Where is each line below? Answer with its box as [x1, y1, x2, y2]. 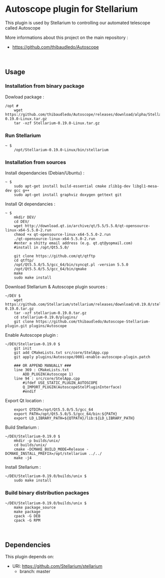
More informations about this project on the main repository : [5, 34, 129, 40]
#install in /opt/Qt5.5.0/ [14, 245, 69, 250]
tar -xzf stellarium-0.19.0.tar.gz [14, 311, 87, 316]
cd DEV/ [14, 219, 29, 225]
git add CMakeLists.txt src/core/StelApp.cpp [14, 351, 109, 355]
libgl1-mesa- [132, 184, 160, 189]
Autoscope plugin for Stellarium [5, 3, 138, 15]
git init [14, 346, 32, 351]
